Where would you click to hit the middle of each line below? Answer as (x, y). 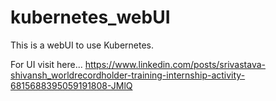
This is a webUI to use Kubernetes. (82, 45)
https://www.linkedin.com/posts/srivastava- (175, 64)
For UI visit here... (46, 64)
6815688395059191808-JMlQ (71, 85)
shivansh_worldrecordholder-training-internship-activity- (128, 75)
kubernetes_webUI (90, 17)
